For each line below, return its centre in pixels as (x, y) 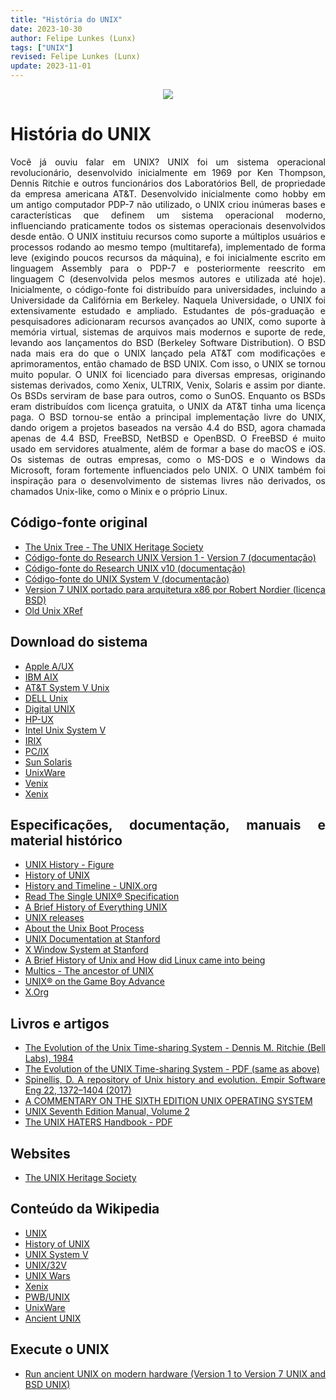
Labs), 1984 (49, 1058)
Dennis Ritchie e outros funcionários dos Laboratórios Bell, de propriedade (168, 183)
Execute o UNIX (60, 1349)
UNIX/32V (45, 1265)
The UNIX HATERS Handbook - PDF (98, 1122)
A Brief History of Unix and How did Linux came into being (145, 960)
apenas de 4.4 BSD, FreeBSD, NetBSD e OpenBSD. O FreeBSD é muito (168, 438)
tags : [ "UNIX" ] (42, 47)
